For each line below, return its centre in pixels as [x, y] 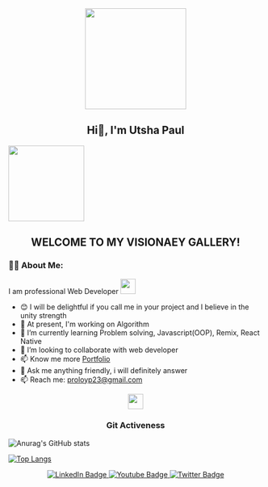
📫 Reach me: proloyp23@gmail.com [81, 380]
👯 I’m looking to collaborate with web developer [99, 350]
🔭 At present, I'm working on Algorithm [84, 324]
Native [31, 341]
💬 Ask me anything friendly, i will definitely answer [104, 370]
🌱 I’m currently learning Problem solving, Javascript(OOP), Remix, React [140, 332]
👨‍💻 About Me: [36, 266]
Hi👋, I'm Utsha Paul [136, 130]
